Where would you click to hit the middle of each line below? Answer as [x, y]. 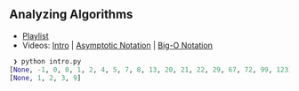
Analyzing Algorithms [71, 15]
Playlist [35, 35]
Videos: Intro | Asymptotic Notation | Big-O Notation [117, 45]
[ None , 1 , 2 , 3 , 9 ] [45, 78]
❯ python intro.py [47, 61]
